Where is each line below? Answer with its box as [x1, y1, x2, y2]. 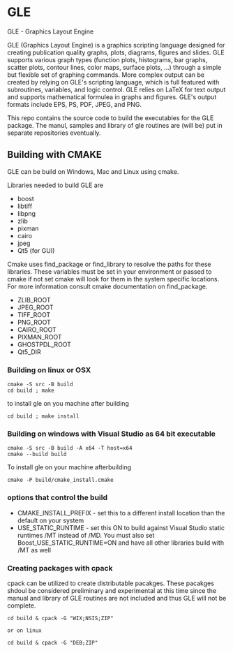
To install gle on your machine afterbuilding [7, 463, 131, 471]
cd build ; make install [7, 413, 80, 420]
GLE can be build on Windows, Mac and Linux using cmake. [7, 167, 179, 175]
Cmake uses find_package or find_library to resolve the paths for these [7, 260, 211, 268]
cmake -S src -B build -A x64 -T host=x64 [7, 445, 133, 452]
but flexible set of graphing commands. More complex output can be [7, 71, 204, 79]
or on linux [7, 626, 42, 634]
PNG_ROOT [17, 318, 51, 326]
